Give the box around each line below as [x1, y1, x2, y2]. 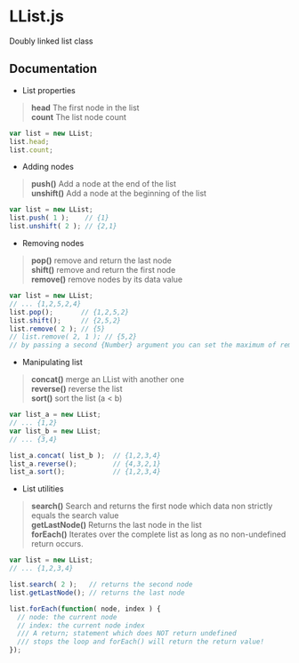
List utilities [21, 483, 64, 494]
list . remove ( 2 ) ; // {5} [9, 324, 105, 333]
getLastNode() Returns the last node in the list [30, 520, 202, 531]
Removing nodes [21, 238, 85, 248]
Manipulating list [21, 357, 83, 368]
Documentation [9, 61, 98, 76]
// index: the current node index [17, 620, 145, 630]
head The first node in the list [30, 102, 140, 113]
